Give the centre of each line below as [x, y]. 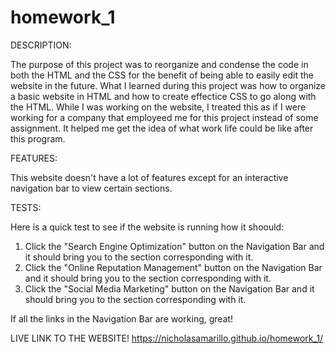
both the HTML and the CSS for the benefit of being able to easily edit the [162, 75]
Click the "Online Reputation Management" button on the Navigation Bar [173, 267]
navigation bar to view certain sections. [91, 188]
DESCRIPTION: [41, 45]
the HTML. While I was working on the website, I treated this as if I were [158, 107]
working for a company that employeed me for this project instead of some [164, 117]
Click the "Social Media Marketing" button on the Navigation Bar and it [169, 288]
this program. [38, 138]
